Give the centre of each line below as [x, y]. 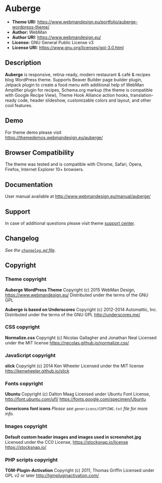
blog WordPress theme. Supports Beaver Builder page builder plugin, [74, 79]
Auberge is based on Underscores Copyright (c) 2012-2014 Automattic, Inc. [81, 309]
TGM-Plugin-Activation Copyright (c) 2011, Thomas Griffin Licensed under [80, 470]
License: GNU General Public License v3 [53, 42]
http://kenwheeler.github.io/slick [37, 371]
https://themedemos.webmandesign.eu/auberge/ [54, 137]
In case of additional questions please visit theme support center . [70, 223]
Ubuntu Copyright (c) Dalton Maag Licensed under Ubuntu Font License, [78, 394]
